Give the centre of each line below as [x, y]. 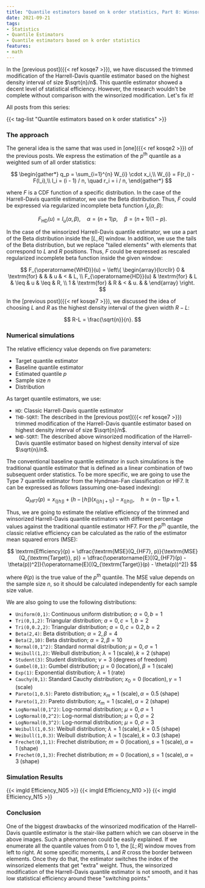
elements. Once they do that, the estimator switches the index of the [92, 859]
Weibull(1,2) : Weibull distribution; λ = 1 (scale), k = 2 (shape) [93, 653]
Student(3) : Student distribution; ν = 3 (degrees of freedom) [91, 659]
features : [19, 47]
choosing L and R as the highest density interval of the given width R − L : [98, 308]
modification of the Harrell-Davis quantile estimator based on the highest [98, 76]
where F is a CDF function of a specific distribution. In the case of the [94, 192]
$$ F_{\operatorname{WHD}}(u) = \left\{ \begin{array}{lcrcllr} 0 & [103, 270]
